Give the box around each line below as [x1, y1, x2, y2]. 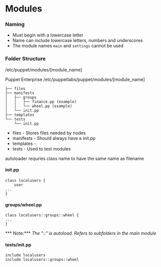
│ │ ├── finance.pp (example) [5, 99, 77, 104]
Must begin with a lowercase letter [12, 32, 84, 38]
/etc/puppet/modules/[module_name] [5, 66, 82, 72]
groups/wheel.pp [5, 201, 42, 207]
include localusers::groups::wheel [5, 257, 79, 262]
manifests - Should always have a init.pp [12, 135, 96, 141]
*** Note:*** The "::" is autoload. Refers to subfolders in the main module [5, 230, 157, 236]
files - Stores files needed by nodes [12, 129, 86, 135]
